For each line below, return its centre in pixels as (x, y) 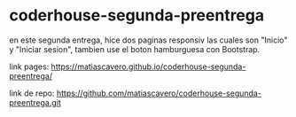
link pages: (29, 66)
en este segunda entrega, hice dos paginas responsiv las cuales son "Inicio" (148, 40)
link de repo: (32, 93)
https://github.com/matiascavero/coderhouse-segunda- (159, 93)
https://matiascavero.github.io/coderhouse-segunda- (148, 66)
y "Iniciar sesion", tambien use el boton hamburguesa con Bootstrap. (135, 49)
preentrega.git (35, 102)
